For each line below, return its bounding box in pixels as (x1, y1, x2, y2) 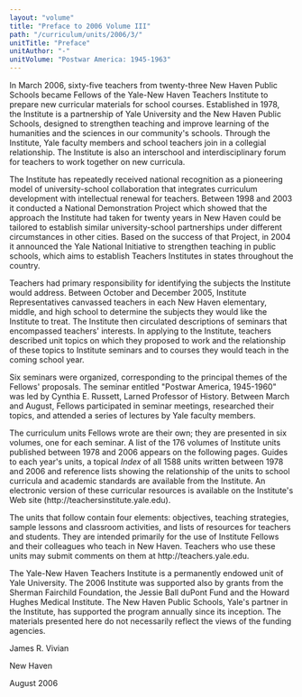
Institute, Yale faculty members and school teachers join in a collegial (9, 137, 267, 148)
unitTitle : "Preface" (9, 38, 91, 48)
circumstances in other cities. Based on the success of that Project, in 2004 (9, 232, 291, 242)
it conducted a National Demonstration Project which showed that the (9, 203, 268, 213)
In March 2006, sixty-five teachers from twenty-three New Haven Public (9, 80, 278, 90)
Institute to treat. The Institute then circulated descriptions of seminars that (9, 316, 288, 326)
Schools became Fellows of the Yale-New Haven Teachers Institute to (9, 89, 269, 100)
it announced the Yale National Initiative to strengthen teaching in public (9, 241, 277, 252)
